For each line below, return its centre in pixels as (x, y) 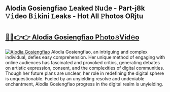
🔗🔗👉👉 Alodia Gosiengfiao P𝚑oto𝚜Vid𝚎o (72, 37)
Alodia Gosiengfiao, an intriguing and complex (99, 52)
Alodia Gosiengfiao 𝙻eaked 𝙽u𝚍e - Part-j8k (75, 8)
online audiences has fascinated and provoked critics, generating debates (83, 62)
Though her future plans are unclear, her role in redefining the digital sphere (85, 73)
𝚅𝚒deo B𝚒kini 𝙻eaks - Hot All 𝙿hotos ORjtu (74, 16)
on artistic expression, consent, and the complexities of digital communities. (85, 68)
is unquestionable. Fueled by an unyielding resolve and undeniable (75, 79)
